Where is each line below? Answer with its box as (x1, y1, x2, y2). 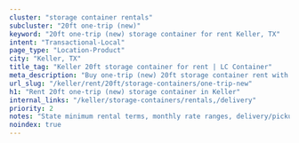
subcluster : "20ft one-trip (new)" (9, 21, 141, 30)
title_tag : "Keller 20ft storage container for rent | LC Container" (9, 63, 273, 72)
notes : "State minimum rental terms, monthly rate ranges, (9, 112, 233, 121)
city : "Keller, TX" (9, 54, 82, 63)
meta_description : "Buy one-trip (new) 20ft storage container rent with (9, 71, 289, 80)
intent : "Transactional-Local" (9, 37, 125, 47)
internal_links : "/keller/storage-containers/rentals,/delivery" (9, 95, 256, 105)
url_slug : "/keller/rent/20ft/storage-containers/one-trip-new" (9, 79, 253, 88)
